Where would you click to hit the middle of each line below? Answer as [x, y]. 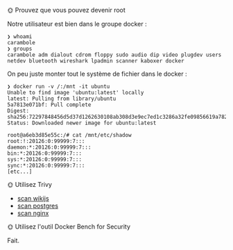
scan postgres [38, 206]
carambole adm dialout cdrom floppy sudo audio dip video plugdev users [114, 55]
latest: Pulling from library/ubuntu [62, 99]
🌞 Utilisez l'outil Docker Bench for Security [69, 226]
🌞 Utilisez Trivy [29, 184]
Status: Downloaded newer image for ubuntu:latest [82, 123]
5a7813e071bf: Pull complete [49, 105]
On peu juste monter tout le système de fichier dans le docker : [97, 74]
